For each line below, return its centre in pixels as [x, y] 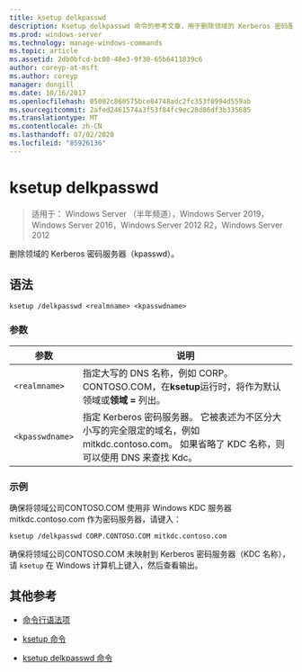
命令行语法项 [46, 619]
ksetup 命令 [44, 639]
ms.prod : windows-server [56, 34]
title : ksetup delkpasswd [58, 18]
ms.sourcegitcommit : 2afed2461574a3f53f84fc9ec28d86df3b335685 [130, 110]
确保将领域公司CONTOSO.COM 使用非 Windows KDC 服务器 [120, 508]
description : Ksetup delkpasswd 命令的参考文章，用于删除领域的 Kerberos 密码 [149, 26]
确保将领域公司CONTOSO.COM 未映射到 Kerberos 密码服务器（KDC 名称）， [150, 554]
